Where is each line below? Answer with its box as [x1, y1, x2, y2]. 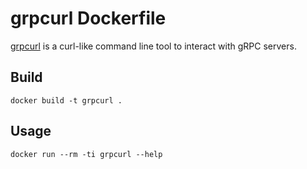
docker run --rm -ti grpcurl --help [10, 149, 163, 159]
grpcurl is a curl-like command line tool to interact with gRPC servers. [10, 40, 297, 52]
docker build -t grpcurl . [10, 95, 123, 106]
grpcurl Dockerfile [10, 7, 167, 30]
